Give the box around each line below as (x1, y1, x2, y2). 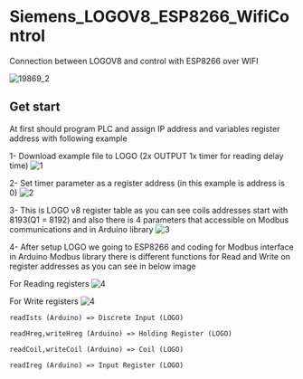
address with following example (9, 133, 128, 144)
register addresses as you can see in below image (9, 261, 196, 271)
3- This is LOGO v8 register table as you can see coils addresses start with (9, 204, 289, 215)
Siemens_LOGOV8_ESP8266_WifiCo (9, 6, 289, 27)
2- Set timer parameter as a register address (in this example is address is (9, 177, 285, 188)
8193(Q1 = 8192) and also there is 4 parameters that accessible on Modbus (9, 214, 289, 225)
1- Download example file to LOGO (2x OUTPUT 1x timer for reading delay (9, 150, 284, 161)
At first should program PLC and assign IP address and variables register (9, 123, 280, 134)
